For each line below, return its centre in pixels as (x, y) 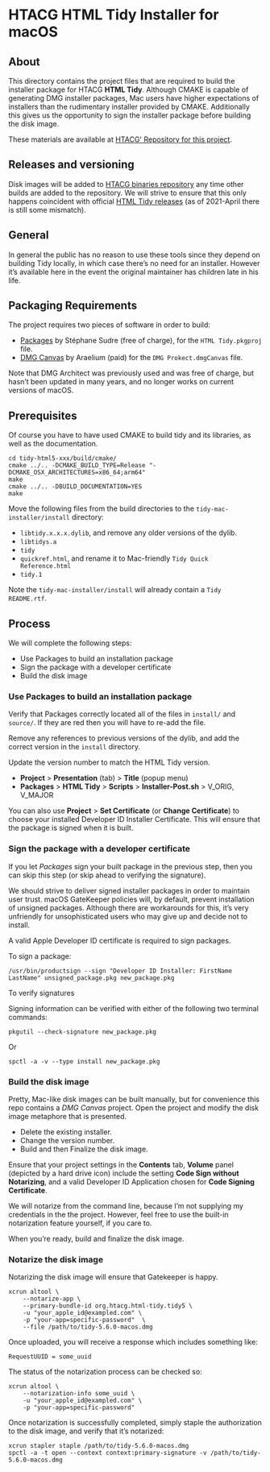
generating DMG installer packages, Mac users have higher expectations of (134, 98)
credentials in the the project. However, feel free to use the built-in (118, 1214)
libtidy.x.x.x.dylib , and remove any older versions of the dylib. (129, 533)
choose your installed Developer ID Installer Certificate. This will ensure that (134, 819)
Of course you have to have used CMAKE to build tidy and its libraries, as (130, 435)
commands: (28, 1017)
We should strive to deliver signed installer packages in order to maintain (129, 890)
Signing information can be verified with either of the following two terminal (134, 1008)
